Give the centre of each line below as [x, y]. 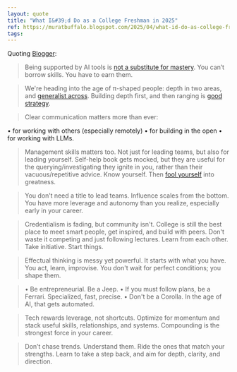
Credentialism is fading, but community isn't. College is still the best [123, 224]
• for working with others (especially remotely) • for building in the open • [115, 131]
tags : [15, 34]
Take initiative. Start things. [64, 247]
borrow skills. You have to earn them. [79, 75]
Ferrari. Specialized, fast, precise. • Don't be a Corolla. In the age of [123, 296]
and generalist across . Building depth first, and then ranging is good [123, 96]
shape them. [43, 275]
